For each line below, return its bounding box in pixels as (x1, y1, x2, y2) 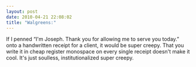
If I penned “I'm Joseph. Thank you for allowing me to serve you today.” (6, 36, 180, 43)
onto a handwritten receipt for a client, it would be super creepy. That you (6, 42, 184, 49)
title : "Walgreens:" (6, 19, 57, 25)
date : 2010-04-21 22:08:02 (6, 14, 72, 20)
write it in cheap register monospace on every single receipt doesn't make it (6, 48, 190, 55)
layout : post (6, 8, 38, 15)
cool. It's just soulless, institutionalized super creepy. (6, 54, 134, 62)
